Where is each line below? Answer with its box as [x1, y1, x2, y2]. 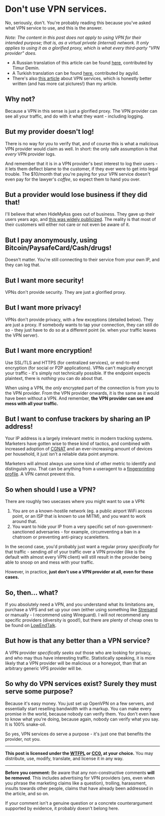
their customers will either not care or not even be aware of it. [5, 221, 130, 227]
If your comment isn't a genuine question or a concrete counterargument [5, 800, 153, 806]
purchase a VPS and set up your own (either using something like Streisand [5, 607, 158, 613]
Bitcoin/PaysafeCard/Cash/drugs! [5, 244, 112, 252]
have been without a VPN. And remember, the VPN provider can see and [5, 395, 153, 401]
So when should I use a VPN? [5, 485, 96, 494]
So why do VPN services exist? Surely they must [5, 680, 157, 688]
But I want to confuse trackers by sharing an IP [5, 415, 151, 423]
